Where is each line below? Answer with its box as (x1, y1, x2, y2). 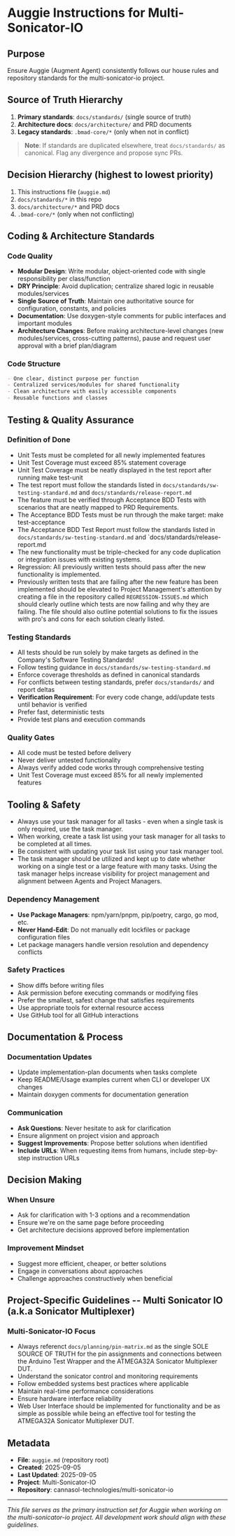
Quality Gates (7, 733, 55, 742)
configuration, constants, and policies (17, 304, 127, 313)
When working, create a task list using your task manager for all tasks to (17, 832, 226, 841)
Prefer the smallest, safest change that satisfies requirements (17, 995, 194, 1004)
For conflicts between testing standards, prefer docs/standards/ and (17, 678, 215, 686)
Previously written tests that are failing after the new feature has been (17, 577, 219, 586)
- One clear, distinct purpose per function (7, 375, 139, 382)
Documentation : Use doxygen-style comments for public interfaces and (17, 312, 227, 320)
